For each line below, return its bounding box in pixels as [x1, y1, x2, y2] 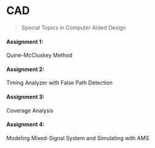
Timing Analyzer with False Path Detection [6, 79, 113, 86]
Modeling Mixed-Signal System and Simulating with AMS [6, 134, 150, 141]
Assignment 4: [6, 120, 45, 128]
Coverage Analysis [6, 106, 54, 114]
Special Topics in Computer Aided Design [21, 24, 126, 31]
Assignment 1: [6, 38, 44, 45]
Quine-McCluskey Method [6, 51, 73, 59]
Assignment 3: [6, 93, 45, 100]
